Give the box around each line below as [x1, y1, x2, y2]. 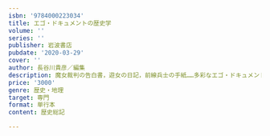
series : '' [8, 34, 45, 42]
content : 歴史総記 [8, 109, 66, 117]
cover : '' [8, 57, 42, 65]
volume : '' [8, 26, 45, 34]
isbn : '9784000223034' [8, 11, 84, 20]
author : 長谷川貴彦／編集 [8, 64, 86, 72]
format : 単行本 [8, 101, 55, 109]
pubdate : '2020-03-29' [8, 49, 84, 57]
